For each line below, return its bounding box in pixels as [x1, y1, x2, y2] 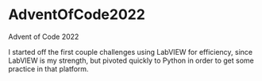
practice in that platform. [8, 64, 89, 73]
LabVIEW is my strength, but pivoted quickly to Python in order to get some [8, 56, 254, 65]
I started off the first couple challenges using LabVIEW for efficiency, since [8, 47, 253, 56]
